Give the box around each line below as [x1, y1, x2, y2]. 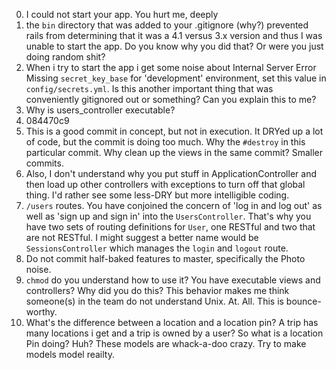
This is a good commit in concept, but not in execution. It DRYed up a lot [25, 125, 324, 137]
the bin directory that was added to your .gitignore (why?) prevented [25, 19, 309, 31]
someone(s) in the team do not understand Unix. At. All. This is [25, 295, 284, 307]
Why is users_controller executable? [25, 104, 176, 116]
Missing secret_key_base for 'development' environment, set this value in [25, 72, 327, 84]
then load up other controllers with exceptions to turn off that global [25, 179, 306, 190]
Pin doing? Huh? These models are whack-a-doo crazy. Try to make [25, 338, 307, 349]
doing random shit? [25, 51, 106, 63]
